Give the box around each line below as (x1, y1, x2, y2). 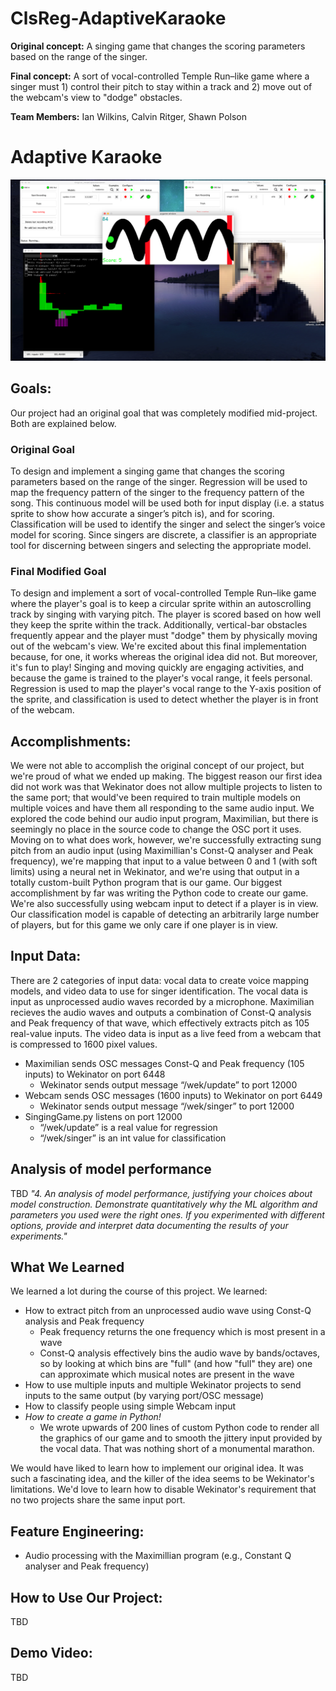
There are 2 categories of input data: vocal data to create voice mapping (10, 974, 310, 986)
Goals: (10, 380, 52, 397)
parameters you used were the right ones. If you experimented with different (10, 1208, 325, 1221)
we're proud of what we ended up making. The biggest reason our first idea (10, 770, 323, 782)
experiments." (10, 1230, 68, 1242)
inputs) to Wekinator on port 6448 (24, 1068, 166, 1080)
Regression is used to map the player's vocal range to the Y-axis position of (10, 683, 322, 695)
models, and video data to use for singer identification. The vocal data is (10, 985, 308, 997)
